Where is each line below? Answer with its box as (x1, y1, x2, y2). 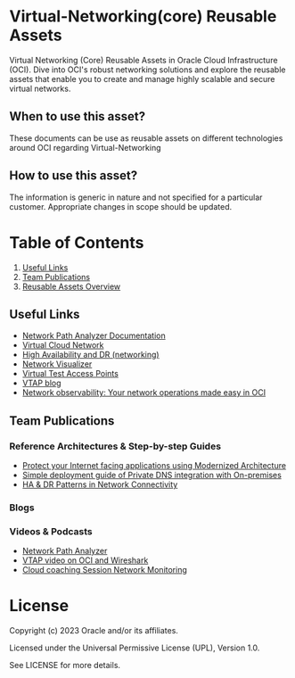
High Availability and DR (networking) (21, 350, 160, 360)
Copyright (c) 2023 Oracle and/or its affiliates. (9, 625, 178, 636)
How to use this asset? (9, 168, 138, 184)
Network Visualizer (21, 359, 93, 369)
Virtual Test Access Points (21, 368, 119, 379)
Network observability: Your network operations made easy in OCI (21, 387, 266, 398)
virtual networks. (9, 83, 71, 94)
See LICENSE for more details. (9, 660, 121, 671)
